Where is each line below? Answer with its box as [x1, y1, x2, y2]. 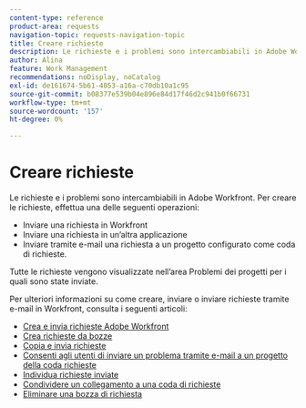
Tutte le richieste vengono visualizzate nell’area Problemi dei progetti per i [9, 266, 287, 278]
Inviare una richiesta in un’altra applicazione [22, 229, 189, 240]
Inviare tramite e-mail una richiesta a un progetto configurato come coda [22, 239, 296, 250]
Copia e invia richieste [22, 341, 107, 352]
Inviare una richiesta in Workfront [22, 219, 148, 230]
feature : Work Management [9, 65, 107, 74]
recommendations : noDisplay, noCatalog [9, 73, 161, 82]
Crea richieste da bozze [22, 331, 113, 342]
